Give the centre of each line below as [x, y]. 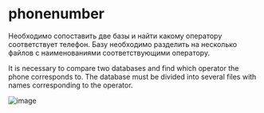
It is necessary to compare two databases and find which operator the [124, 68]
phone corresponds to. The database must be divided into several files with [132, 76]
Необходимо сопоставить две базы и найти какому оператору [115, 36]
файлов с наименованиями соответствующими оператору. [109, 53]
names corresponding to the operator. [71, 85]
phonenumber [57, 14]
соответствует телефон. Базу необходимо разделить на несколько [123, 44]
